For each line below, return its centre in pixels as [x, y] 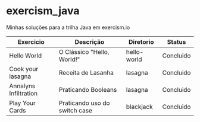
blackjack [139, 107]
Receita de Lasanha [86, 72]
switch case [75, 110]
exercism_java [43, 11]
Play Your [22, 103]
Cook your [24, 69]
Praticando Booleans [88, 89]
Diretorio [141, 41]
